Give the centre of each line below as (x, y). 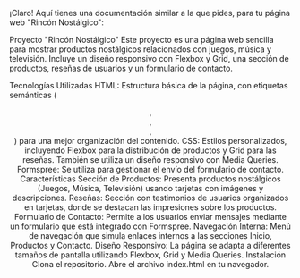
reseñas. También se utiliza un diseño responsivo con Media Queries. (150, 160)
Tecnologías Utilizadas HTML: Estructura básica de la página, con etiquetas (149, 85)
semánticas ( (33, 95)
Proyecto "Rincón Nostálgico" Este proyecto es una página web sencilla (142, 40)
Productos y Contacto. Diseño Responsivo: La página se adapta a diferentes (150, 245)
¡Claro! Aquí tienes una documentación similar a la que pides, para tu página (150, 13)
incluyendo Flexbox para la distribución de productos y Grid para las (150, 150)
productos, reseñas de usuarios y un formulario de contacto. (121, 68)
